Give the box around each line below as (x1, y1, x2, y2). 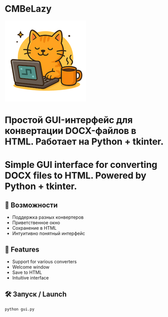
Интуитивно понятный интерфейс (12, 230, 85, 236)
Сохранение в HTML (12, 225, 57, 231)
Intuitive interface (12, 274, 49, 280)
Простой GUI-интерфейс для (5, 115, 133, 126)
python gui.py (5, 306, 35, 312)
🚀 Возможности (5, 201, 58, 209)
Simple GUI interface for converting (5, 159, 158, 170)
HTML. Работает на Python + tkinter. (5, 136, 164, 148)
